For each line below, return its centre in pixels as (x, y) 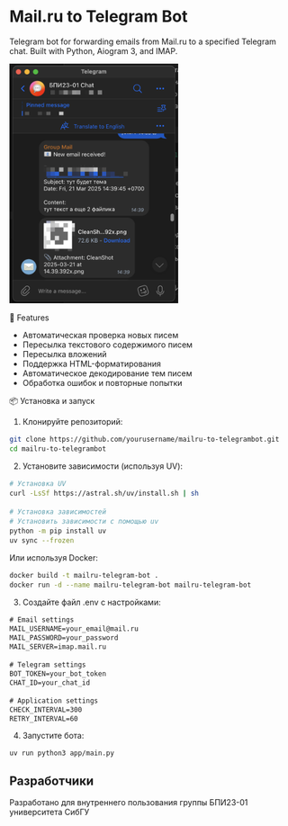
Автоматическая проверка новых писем (100, 335)
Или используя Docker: (54, 557)
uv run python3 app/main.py (62, 753)
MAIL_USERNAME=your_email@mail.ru (74, 628)
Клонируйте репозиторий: (72, 422)
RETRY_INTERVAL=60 (44, 718)
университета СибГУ (49, 813)
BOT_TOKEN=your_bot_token (58, 673)
